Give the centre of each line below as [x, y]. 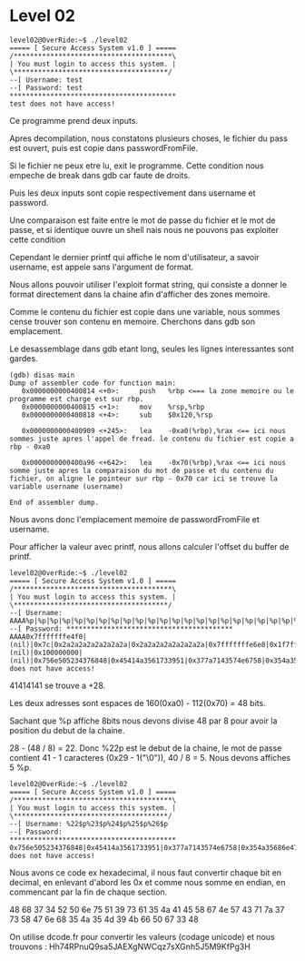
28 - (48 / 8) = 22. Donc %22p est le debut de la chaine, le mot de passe [146, 748]
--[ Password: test [46, 87]
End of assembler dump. [54, 502]
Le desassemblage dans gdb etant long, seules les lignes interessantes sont [152, 349]
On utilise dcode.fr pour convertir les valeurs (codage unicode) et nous [142, 936]
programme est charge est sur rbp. [77, 399]
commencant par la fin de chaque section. [89, 892]
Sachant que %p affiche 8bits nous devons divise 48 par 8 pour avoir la [143, 721]
